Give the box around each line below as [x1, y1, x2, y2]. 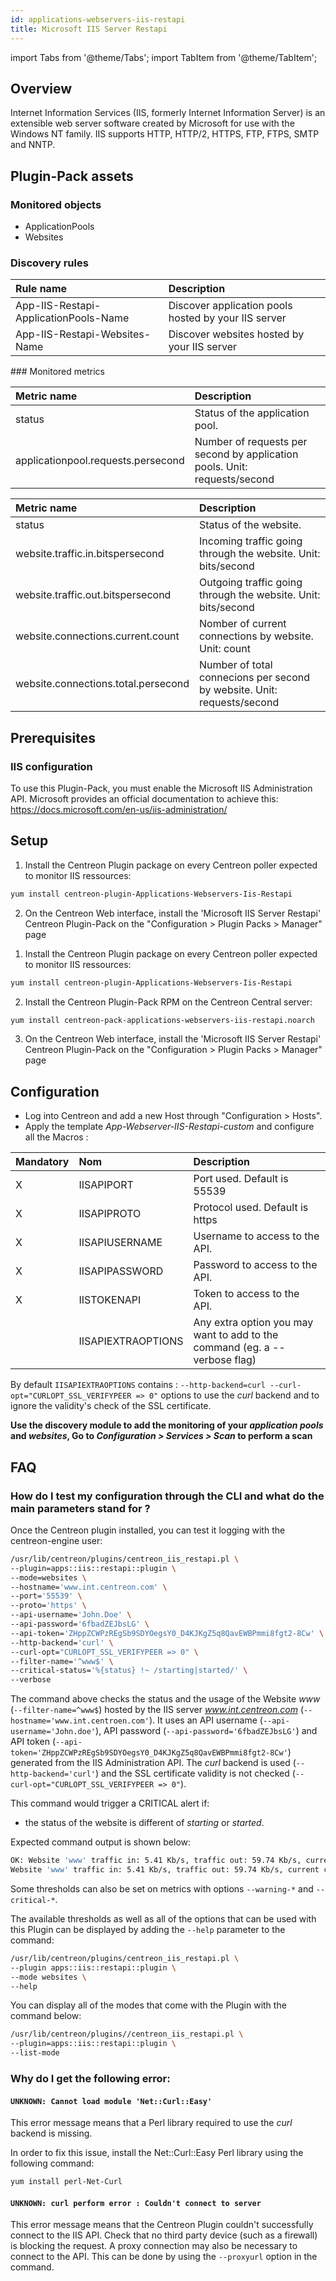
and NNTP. [10, 139, 56, 151]
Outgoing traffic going [199, 576, 303, 590]
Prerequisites [10, 729, 96, 746]
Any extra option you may [193, 1316, 314, 1330]
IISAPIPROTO [78, 1207, 142, 1221]
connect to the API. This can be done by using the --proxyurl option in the [10, 2251, 318, 2263]
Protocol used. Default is [193, 1201, 309, 1215]
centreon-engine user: [10, 1534, 103, 1546]
